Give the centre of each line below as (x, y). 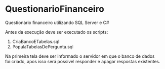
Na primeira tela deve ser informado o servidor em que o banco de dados (80, 56)
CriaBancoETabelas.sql (36, 41)
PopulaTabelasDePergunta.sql (43, 46)
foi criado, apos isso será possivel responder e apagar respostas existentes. (83, 61)
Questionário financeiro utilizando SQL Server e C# (57, 23)
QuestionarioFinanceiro (55, 9)
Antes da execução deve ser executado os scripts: (57, 32)
